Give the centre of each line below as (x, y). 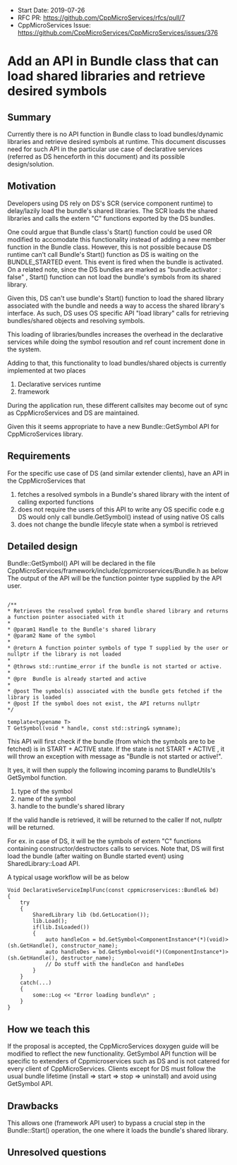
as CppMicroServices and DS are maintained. (73, 413)
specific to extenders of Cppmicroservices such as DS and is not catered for (119, 1061)
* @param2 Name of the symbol (52, 636)
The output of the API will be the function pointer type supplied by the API (115, 579)
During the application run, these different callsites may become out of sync (118, 405)
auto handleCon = (71, 940)
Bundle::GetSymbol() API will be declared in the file (81, 563)
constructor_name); (90, 946)
